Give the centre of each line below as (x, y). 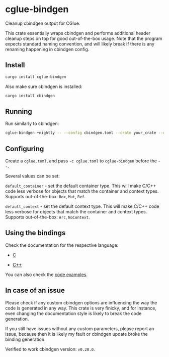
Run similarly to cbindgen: (32, 124)
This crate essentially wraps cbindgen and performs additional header (78, 33)
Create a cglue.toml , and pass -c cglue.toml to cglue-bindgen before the (81, 161)
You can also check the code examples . (47, 275)
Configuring (25, 148)
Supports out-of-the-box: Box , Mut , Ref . (46, 196)
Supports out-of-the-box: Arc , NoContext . (48, 217)
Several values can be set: (32, 176)
